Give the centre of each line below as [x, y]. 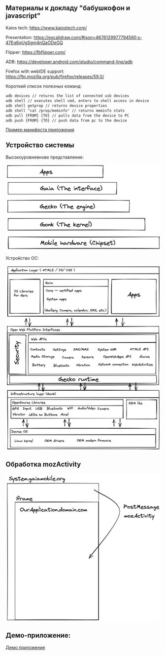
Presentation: [19, 37]
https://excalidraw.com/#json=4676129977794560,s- [88, 37]
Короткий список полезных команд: [44, 86]
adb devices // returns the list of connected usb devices [67, 96]
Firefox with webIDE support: [35, 71]
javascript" [23, 16]
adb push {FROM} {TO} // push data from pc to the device [66, 121]
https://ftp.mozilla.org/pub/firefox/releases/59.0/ [55, 77]
